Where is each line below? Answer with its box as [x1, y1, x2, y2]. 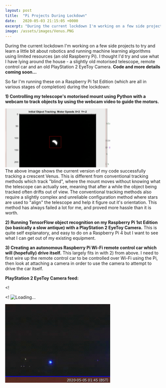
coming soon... [5, 69, 37, 75]
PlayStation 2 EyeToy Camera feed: [5, 275, 79, 281]
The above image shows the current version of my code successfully [5, 168, 146, 174]
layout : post [5, 8, 32, 13]
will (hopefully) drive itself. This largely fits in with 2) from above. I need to [5, 250, 159, 256]
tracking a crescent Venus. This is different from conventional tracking [5, 173, 148, 179]
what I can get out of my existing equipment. [5, 235, 96, 241]
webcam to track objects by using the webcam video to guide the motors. [5, 99, 159, 105]
